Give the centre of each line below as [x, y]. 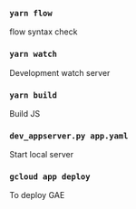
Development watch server [60, 72]
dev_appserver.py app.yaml [69, 136]
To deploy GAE [37, 195]
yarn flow [31, 13]
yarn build [33, 95]
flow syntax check [44, 32]
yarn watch [33, 54]
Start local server [42, 155]
